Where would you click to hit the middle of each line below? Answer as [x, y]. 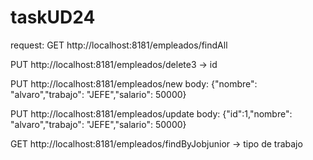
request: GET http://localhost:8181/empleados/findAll [119, 45]
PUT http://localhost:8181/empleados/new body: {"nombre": [134, 83]
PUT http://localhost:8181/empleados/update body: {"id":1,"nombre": [151, 113]
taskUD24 [53, 17]
